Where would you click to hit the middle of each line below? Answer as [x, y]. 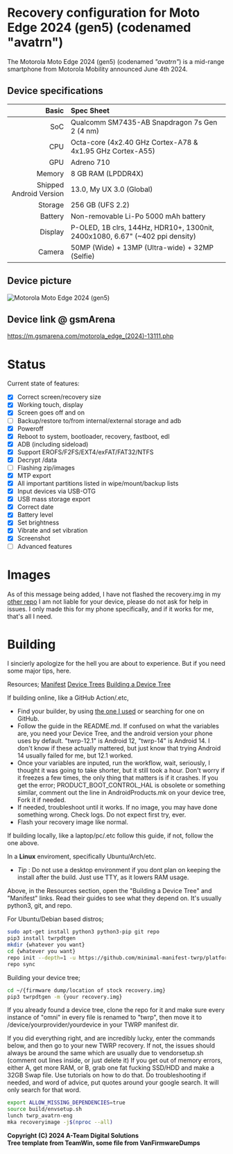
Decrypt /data [37, 460]
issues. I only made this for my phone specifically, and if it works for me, [110, 609]
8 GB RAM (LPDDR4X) [107, 173]
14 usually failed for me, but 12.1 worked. [75, 755]
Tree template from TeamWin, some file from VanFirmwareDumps [104, 1143]
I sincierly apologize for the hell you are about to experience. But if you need [116, 664]
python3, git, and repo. [40, 906]
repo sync [21, 964]
